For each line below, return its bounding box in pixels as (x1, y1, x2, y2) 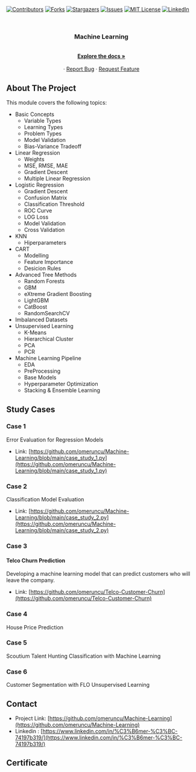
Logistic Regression (14, 181, 65, 188)
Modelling (24, 252, 49, 259)
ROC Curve (24, 207, 52, 214)
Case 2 (6, 482, 27, 491)
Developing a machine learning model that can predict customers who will (6, 570, 191, 577)
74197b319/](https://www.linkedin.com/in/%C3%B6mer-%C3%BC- (14, 734, 183, 741)
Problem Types (24, 130, 62, 137)
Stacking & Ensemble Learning (24, 387, 101, 394)
